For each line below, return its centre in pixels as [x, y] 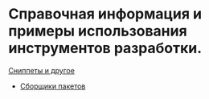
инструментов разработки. [105, 48]
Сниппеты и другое [41, 70]
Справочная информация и [105, 14]
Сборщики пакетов [53, 86]
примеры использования [98, 31]
